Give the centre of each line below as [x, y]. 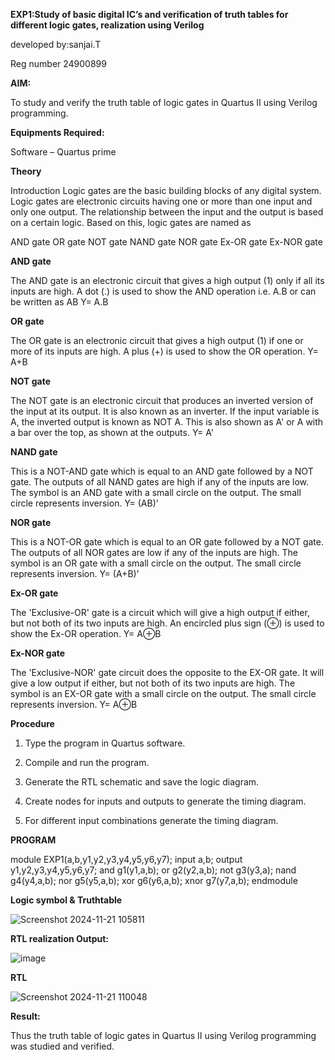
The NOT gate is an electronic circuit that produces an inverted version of [162, 400]
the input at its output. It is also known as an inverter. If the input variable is [165, 411]
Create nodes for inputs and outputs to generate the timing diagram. [165, 801]
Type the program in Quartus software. [105, 743]
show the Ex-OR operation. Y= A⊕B [86, 633]
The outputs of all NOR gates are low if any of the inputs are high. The [154, 552]
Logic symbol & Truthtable [66, 900]
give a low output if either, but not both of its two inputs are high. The [153, 683]
